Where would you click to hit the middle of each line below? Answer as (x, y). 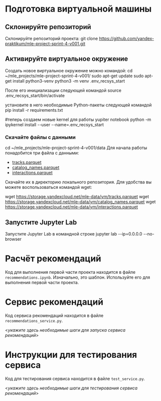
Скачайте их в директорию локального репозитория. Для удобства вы (78, 182)
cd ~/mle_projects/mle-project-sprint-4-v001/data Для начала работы (76, 148)
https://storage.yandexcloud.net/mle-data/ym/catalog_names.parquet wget (80, 202)
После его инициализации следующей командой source (63, 90)
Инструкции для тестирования (71, 355)
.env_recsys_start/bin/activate (35, 95)
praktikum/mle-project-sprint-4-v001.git (45, 44)
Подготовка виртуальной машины (78, 9)
